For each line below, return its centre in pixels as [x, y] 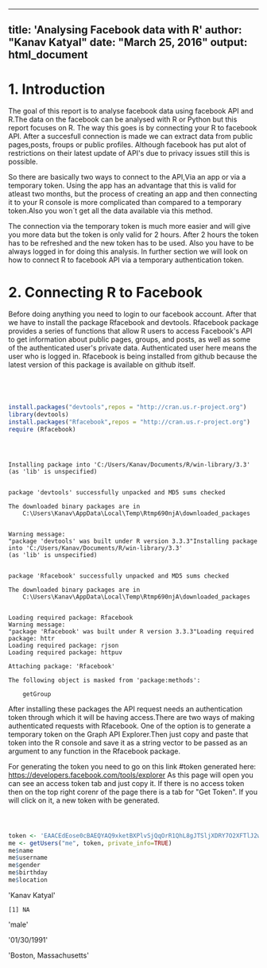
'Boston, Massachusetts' [49, 955]
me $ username [28, 858]
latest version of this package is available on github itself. [102, 365]
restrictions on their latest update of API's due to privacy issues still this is [129, 153]
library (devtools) [39, 415]
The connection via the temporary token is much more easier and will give [130, 227]
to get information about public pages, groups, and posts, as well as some [130, 339]
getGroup [37, 694]
